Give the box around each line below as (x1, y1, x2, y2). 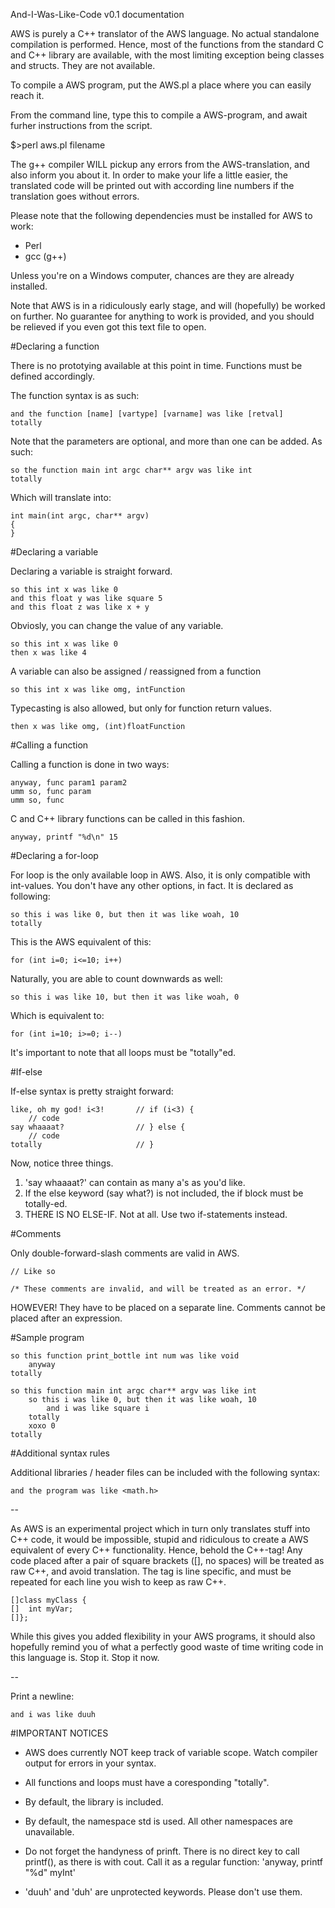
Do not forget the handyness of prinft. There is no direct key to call (24, 1845, 300, 1857)
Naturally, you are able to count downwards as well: (10, 973, 223, 984)
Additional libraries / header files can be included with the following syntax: (10, 1467, 321, 1478)
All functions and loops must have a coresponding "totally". (24, 1777, 270, 1788)
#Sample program (10, 1332, 85, 1343)
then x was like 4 (10, 648, 87, 658)
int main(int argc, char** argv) (10, 511, 150, 521)
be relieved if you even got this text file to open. (10, 321, 207, 333)
